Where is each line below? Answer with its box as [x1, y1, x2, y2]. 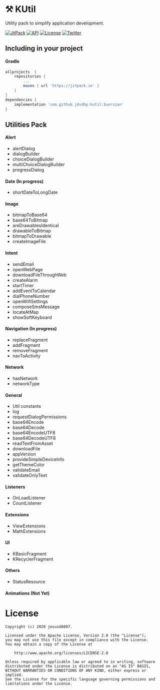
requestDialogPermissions [12, 414, 67, 420]
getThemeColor [12, 462, 45, 468]
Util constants [12, 403, 41, 409]
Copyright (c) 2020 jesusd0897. [5, 624, 72, 629]
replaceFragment [12, 337, 48, 343]
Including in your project [5, 44, 83, 53]
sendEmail [12, 261, 34, 267]
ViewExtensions [12, 523, 46, 529]
